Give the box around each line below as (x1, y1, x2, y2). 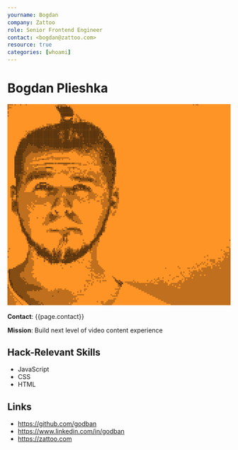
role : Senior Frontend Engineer (7, 26, 103, 33)
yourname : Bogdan (7, 11, 59, 18)
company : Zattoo (7, 18, 55, 26)
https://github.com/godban (17, 420, 97, 428)
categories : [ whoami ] (7, 49, 72, 56)
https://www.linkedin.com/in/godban (17, 427, 125, 436)
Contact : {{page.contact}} (7, 312, 85, 320)
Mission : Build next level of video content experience (7, 326, 163, 334)
